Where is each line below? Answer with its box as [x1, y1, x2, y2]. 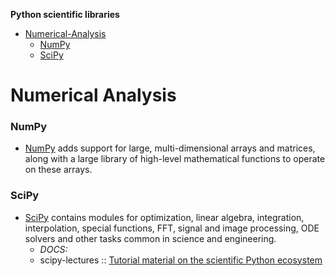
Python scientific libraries [10, 9, 120, 20]
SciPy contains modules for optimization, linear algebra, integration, [24, 211, 305, 223]
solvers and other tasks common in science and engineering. [24, 232, 277, 244]
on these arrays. [24, 164, 93, 176]
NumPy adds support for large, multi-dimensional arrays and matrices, [24, 142, 316, 154]
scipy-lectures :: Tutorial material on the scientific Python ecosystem [39, 254, 323, 266]
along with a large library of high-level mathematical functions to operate [24, 153, 326, 165]
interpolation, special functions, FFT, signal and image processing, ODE [24, 222, 320, 234]
